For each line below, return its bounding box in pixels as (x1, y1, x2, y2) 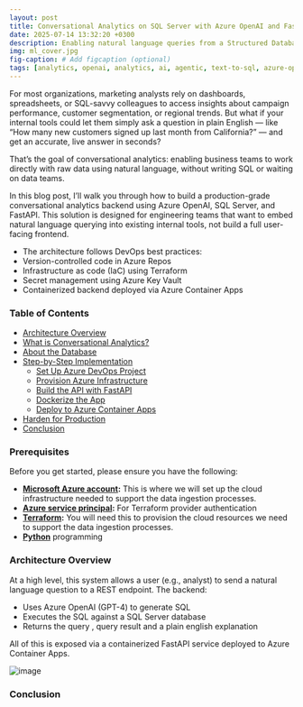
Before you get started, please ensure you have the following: (9, 466, 239, 477)
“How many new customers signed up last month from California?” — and (9, 126, 283, 137)
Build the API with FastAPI (35, 385, 133, 396)
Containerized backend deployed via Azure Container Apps (22, 284, 243, 295)
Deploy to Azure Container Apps (35, 404, 156, 415)
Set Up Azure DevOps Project (35, 366, 146, 377)
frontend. (34, 228, 69, 239)
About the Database (22, 346, 97, 357)
